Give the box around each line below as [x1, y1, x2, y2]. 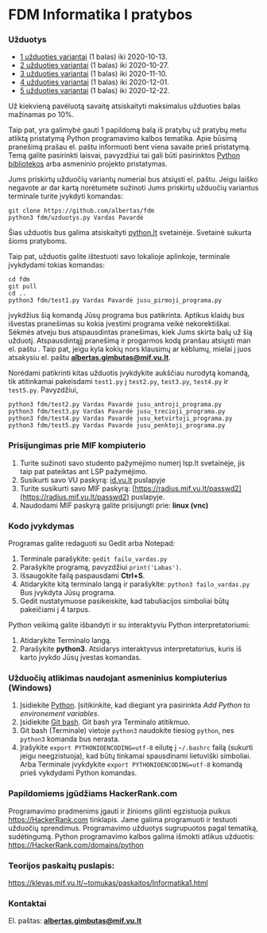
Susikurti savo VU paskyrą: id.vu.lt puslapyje [19, 475, 166, 484]
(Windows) [8, 683, 52, 693]
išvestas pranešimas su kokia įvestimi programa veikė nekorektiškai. [8, 319, 232, 328]
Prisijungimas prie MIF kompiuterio [8, 440, 146, 451]
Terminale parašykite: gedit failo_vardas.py [19, 554, 168, 563]
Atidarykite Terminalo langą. [19, 636, 112, 645]
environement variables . [19, 709, 100, 719]
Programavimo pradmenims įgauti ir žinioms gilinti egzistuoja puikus [8, 806, 231, 816]
